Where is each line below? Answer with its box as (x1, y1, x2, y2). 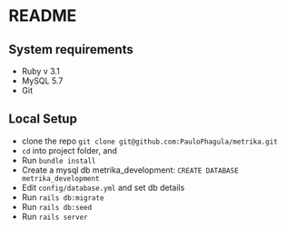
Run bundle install (21, 154, 96, 165)
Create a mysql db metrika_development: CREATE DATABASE (21, 164, 239, 175)
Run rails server (21, 211, 88, 222)
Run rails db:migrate (21, 192, 104, 203)
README (8, 5, 77, 26)
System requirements (8, 42, 134, 57)
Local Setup (8, 111, 78, 127)
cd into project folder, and (21, 144, 117, 155)
